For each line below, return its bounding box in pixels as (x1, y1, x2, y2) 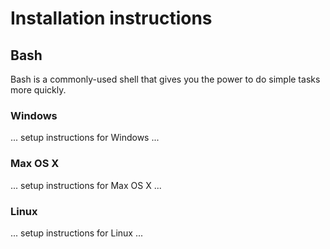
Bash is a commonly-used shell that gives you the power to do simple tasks (10, 73, 321, 85)
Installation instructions (10, 7, 213, 30)
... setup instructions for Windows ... (10, 132, 160, 144)
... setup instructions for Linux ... (10, 227, 144, 239)
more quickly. (10, 84, 67, 96)
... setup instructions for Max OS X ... (10, 179, 162, 191)
